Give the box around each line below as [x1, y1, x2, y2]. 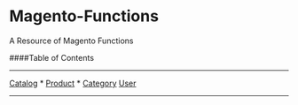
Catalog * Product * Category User [9, 78, 137, 88]
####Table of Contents [9, 52, 95, 63]
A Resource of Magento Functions [9, 35, 134, 46]
